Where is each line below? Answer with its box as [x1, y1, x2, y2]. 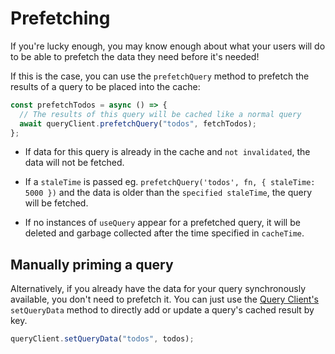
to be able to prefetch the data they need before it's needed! [10, 50, 260, 62]
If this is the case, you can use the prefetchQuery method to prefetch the [10, 70, 310, 82]
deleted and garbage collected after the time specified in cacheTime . [24, 227, 305, 239]
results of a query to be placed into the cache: [10, 80, 201, 92]
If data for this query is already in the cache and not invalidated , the [24, 146, 311, 158]
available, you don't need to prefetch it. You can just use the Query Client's [10, 293, 320, 306]
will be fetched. [24, 197, 89, 209]
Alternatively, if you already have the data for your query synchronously [10, 283, 307, 295]
